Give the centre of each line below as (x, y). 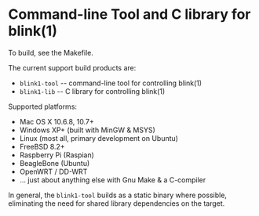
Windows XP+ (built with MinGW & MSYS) (87, 130)
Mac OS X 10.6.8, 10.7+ (57, 121)
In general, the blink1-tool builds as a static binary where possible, (118, 195)
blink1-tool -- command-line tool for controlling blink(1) (111, 83)
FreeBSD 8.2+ (42, 146)
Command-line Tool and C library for (129, 14)
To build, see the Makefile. (51, 52)
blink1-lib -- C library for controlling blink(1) (92, 91)
